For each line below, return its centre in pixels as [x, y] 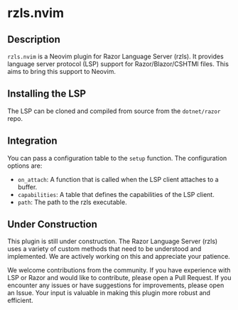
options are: [25, 166]
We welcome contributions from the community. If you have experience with [119, 270]
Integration [33, 141]
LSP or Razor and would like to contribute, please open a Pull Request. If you [119, 278]
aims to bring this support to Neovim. [61, 71]
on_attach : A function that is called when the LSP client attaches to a [118, 179]
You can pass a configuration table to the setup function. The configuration [117, 158]
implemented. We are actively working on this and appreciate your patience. [119, 257]
